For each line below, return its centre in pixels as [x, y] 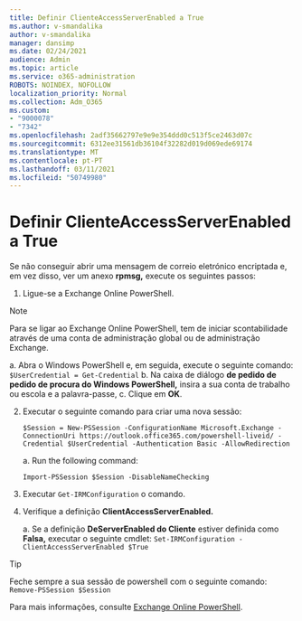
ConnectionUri [49, 436]
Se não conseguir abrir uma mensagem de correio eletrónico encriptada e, [148, 267]
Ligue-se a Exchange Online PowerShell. [98, 294]
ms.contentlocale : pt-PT [56, 160]
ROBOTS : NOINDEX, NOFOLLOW [60, 85]
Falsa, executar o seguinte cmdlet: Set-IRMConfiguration [128, 539]
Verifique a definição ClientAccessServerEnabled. [118, 512]
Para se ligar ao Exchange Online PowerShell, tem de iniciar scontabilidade [149, 329]
